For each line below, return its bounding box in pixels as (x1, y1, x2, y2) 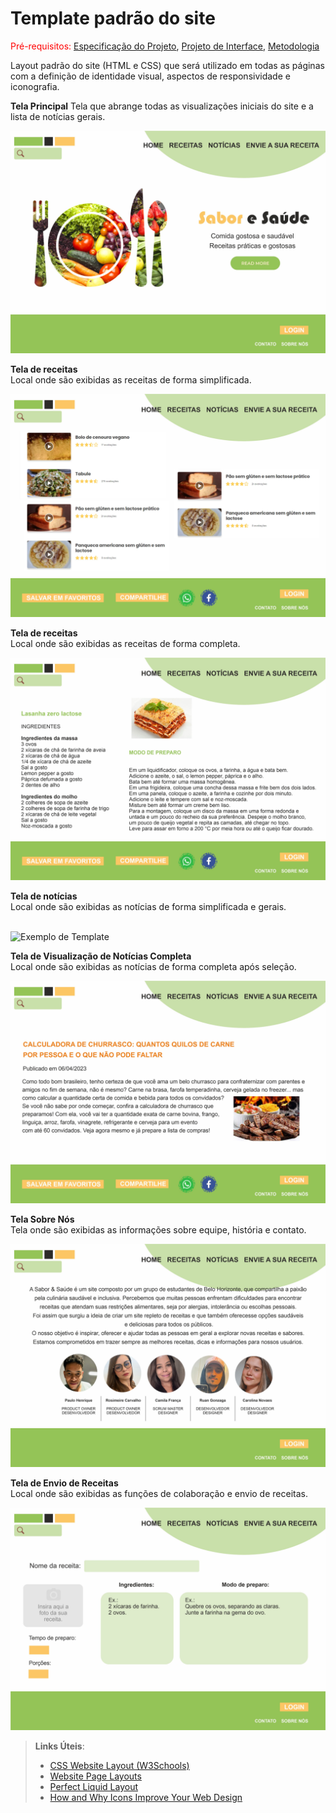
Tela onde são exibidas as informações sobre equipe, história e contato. (10, 1224, 307, 1236)
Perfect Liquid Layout (49, 1781, 139, 1792)
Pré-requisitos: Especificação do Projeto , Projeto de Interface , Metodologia (10, 40, 320, 52)
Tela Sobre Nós (10, 1213, 75, 1226)
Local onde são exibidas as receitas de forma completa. (10, 637, 241, 649)
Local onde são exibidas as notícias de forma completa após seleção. (10, 960, 297, 972)
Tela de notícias (10, 890, 78, 902)
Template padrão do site (10, 7, 216, 30)
